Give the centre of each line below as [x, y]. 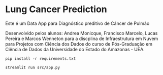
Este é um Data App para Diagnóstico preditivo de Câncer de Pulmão [77, 23]
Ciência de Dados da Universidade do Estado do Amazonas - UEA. [75, 49]
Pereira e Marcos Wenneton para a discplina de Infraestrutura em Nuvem [82, 39]
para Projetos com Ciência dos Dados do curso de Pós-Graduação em [79, 44]
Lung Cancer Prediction [56, 9]
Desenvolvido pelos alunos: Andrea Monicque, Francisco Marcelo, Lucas [81, 33]
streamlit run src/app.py [32, 67]
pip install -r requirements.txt [41, 59]
